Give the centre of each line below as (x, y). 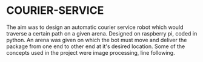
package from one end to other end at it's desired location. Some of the (96, 46)
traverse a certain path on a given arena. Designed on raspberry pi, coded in (102, 33)
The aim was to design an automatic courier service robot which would (95, 27)
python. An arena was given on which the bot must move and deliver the (97, 40)
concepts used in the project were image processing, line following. (91, 52)
